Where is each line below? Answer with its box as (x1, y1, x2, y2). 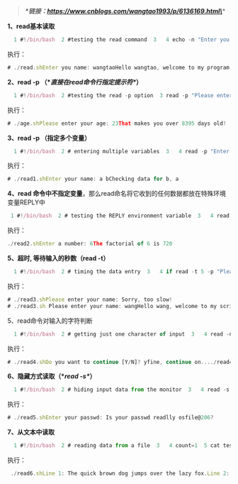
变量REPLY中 (7, 198, 46, 207)
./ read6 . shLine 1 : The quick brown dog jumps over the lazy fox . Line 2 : (10, 470, 230, 477)
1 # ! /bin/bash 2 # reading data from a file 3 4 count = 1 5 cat (13, 442, 220, 449)
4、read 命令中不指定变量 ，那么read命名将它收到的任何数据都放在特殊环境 (7, 189, 227, 198)
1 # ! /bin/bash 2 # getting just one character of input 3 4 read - (13, 330, 230, 338)
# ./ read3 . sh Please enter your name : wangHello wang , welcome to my (7, 302, 217, 309)
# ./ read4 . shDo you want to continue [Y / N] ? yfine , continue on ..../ (7, 358, 217, 365)
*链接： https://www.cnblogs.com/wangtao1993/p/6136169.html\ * (24, 7, 226, 15)
